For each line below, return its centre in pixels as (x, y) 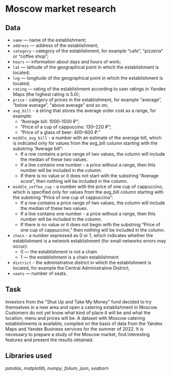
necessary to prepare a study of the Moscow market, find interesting (78, 334)
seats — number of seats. (40, 273)
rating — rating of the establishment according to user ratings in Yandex (89, 89)
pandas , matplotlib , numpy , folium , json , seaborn (57, 368)
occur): (20, 246)
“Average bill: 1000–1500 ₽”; (50, 121)
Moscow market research (61, 9)
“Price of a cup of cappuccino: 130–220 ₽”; (66, 127)
